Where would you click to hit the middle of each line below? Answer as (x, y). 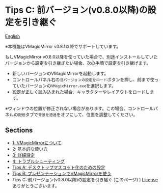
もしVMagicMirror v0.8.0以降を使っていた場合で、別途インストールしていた (81, 56)
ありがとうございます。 (36, 186)
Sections (19, 130)
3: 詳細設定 (24, 155)
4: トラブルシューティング (38, 161)
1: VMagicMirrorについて (37, 142)
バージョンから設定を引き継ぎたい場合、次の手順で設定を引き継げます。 (78, 63)
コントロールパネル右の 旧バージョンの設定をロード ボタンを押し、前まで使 (83, 80)
